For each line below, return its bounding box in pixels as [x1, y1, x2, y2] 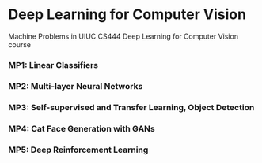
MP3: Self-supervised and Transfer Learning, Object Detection [8, 102, 255, 113]
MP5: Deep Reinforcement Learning [8, 144, 149, 155]
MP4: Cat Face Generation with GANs [8, 123, 156, 134]
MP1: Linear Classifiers [8, 59, 99, 70]
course [8, 39, 32, 49]
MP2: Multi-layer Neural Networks [8, 80, 143, 91]
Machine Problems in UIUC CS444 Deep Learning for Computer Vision [8, 31, 239, 41]
